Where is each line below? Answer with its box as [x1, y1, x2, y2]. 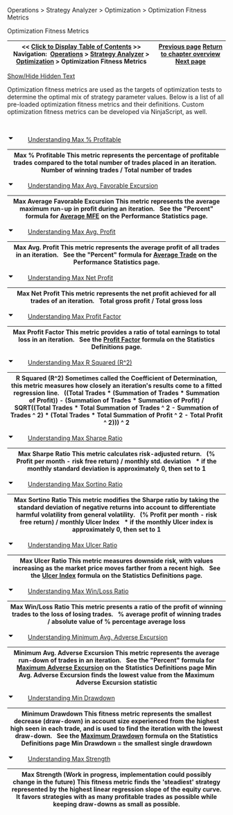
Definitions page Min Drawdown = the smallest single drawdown [21, 739, 212, 747]
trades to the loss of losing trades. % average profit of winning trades [11, 610, 222, 618]
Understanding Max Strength [27, 755, 111, 763]
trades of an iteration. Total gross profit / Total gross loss [30, 296, 203, 305]
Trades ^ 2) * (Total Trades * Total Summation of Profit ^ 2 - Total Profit [10, 410, 223, 419]
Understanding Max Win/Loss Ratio [27, 587, 129, 595]
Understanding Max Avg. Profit [27, 227, 116, 236]
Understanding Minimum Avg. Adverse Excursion [27, 633, 168, 641]
